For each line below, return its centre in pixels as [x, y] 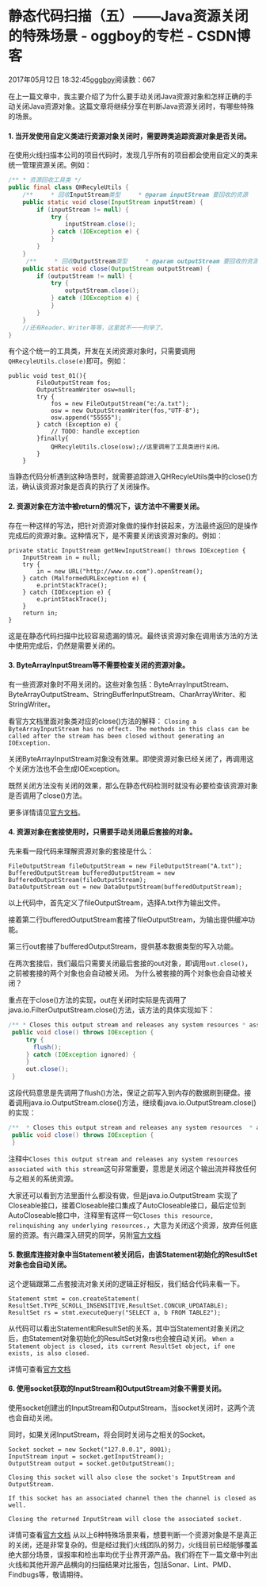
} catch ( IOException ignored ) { [81, 1054]
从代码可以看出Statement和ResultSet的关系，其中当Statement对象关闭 [123, 1328]
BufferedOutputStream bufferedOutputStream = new [92, 873]
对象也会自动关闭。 [40, 1265]
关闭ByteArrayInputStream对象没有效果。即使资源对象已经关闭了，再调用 [127, 758]
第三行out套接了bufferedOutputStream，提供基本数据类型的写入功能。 [123, 946]
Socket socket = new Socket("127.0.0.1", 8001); [90, 1450]
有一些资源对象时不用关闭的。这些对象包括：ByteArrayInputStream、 [121, 684]
